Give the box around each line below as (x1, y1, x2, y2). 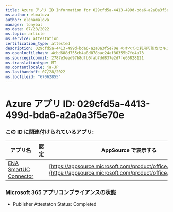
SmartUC (8, 166, 30, 174)
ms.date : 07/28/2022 (5, 27, 50, 32)
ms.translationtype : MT (5, 60, 57, 65)
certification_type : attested (5, 41, 71, 46)
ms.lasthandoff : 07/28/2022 (5, 70, 66, 75)
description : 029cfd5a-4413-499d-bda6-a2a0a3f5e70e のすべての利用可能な (5, 46, 159, 51)
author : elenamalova (5, 17, 50, 22)
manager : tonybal (5, 22, 43, 27)
